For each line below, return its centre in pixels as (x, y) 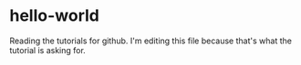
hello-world (55, 16)
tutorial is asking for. (48, 50)
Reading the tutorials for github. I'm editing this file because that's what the (150, 41)
